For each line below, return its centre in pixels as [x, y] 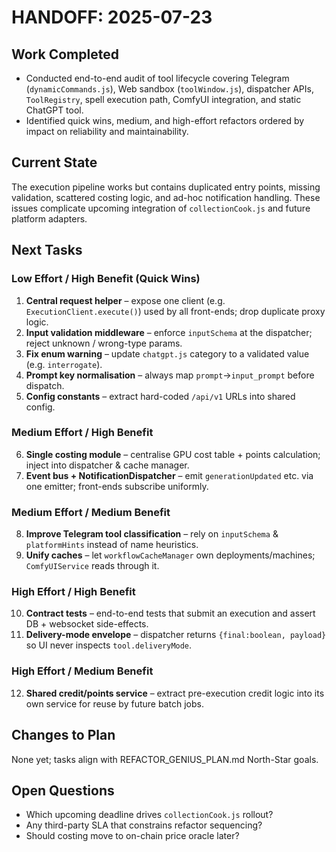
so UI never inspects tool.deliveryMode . [109, 645]
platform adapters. [49, 218]
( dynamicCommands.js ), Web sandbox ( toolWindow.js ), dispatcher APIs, [169, 89]
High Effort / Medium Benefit [82, 671]
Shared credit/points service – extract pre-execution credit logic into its [175, 693]
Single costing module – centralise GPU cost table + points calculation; [173, 454]
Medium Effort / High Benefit [82, 433]
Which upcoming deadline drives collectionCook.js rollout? [149, 815]
